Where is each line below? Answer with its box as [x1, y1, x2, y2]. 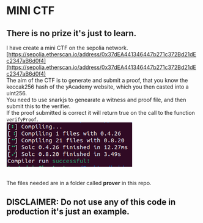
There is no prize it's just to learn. [6, 28, 137, 38]
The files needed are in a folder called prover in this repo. [6, 180, 152, 186]
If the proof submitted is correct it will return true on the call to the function [6, 109, 196, 116]
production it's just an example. [6, 207, 130, 217]
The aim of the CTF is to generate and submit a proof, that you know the [6, 77, 188, 84]
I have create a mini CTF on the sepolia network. [6, 44, 128, 51]
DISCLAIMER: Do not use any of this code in [6, 197, 176, 208]
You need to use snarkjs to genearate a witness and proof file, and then [6, 96, 186, 103]
